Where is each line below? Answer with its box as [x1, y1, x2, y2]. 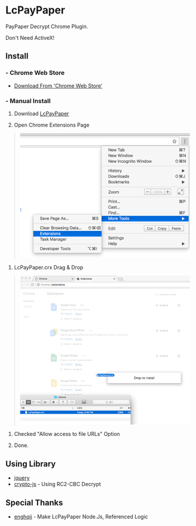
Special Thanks [5, 497, 63, 507]
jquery [13, 474, 30, 481]
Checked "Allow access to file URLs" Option [13, 431, 121, 438]
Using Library [5, 459, 56, 469]
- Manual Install [5, 97, 51, 105]
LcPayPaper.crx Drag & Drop [13, 264, 84, 271]
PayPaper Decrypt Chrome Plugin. [5, 23, 88, 30]
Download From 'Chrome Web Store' [13, 82, 103, 89]
